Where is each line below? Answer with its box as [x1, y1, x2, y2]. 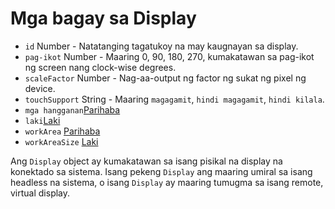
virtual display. [10, 187, 71, 199]
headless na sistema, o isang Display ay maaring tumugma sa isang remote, [10, 176, 324, 188]
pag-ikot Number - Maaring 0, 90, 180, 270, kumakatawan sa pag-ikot [24, 50, 315, 62]
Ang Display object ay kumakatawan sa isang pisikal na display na [10, 155, 283, 167]
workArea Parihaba [24, 125, 101, 137]
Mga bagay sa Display [10, 7, 197, 30]
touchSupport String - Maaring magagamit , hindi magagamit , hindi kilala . [24, 93, 325, 105]
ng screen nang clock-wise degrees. [24, 61, 177, 73]
